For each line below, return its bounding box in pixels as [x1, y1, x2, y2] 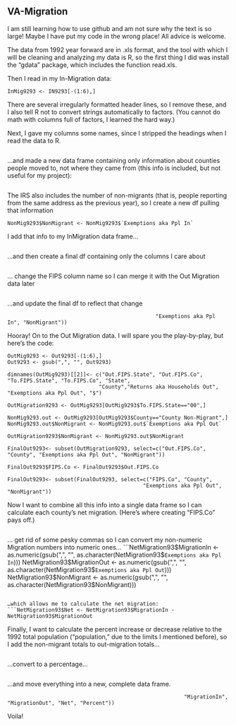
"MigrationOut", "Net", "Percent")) [7, 699, 115, 706]
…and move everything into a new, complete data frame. [7, 679, 171, 688]
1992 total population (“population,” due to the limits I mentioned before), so [7, 632, 228, 641]
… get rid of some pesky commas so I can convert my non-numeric [7, 536, 203, 544]
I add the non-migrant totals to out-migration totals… [7, 640, 160, 648]
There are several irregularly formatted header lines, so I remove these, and [7, 100, 227, 109]
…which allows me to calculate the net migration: [7, 600, 159, 607]
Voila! [7, 712, 24, 720]
